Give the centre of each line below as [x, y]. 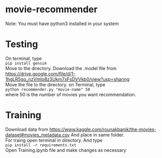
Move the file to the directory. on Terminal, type [55, 84]
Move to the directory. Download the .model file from [61, 68]
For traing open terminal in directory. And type [54, 140]
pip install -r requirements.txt [41, 145]
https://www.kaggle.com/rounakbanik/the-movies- [103, 129]
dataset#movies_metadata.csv [38, 134]
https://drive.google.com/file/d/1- [40, 74]
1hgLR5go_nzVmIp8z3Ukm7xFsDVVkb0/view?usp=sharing [67, 79]
